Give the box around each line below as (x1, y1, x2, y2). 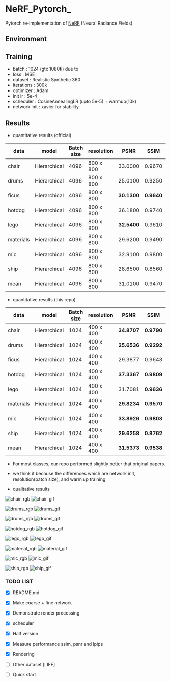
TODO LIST (5, 578, 33, 585)
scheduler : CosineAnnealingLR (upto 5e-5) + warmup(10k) (12, 98, 136, 105)
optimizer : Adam (12, 87, 49, 94)
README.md (12, 589, 40, 596)
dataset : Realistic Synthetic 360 (12, 77, 81, 83)
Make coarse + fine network (12, 600, 72, 606)
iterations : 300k (12, 82, 47, 88)
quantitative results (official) (12, 132, 72, 138)
